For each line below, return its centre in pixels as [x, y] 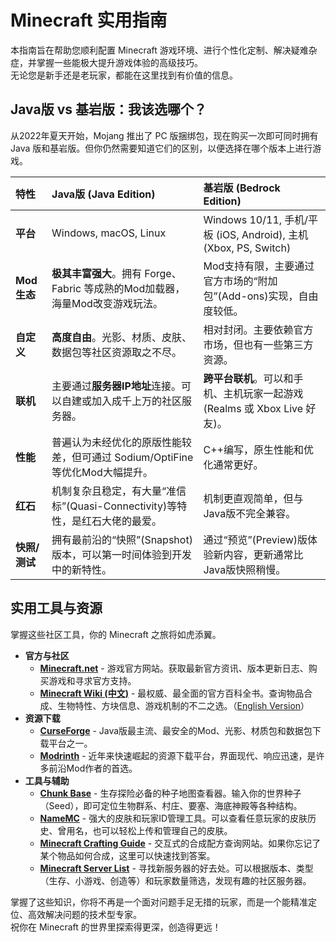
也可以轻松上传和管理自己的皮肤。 [162, 830]
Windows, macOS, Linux [109, 233]
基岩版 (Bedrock [242, 188]
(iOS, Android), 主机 [262, 234]
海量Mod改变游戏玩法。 [107, 303]
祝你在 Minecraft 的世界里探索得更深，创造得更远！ [116, 927]
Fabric [66, 288]
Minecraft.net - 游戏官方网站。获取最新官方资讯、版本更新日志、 [174, 668]
